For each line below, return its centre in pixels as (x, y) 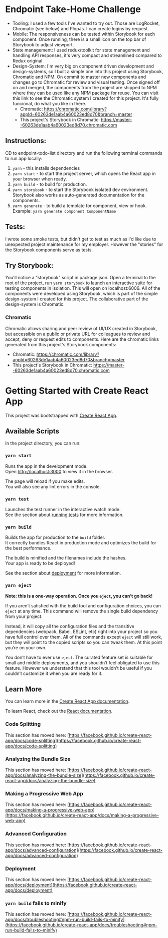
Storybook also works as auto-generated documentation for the (78, 195)
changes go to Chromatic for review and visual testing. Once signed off (86, 82)
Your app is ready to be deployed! (40, 564)
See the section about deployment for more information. (63, 573)
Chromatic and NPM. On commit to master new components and (79, 77)
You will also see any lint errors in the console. (53, 486)
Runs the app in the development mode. (46, 466)
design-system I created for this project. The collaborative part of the (77, 299)
